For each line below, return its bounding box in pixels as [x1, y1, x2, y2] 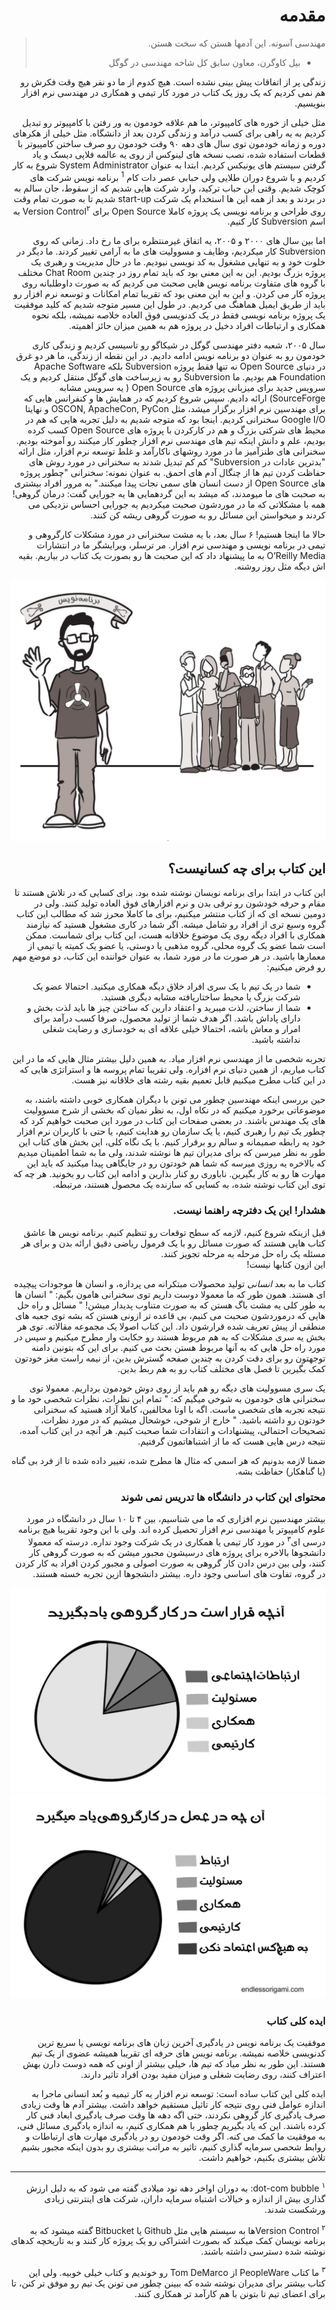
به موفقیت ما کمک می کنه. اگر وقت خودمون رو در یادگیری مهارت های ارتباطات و [25, 2130, 326, 2143]
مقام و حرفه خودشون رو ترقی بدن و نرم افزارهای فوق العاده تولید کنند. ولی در [34, 897, 326, 909]
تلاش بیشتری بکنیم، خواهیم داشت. [198, 2152, 326, 2164]
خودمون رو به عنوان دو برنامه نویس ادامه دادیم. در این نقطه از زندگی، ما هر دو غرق [16, 350, 326, 362]
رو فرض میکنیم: [266, 961, 326, 973]
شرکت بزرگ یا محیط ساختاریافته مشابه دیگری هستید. [101, 991, 301, 1003]
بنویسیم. [294, 97, 326, 109]
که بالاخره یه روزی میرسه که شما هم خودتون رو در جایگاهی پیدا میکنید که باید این [26, 1157, 326, 1169]
